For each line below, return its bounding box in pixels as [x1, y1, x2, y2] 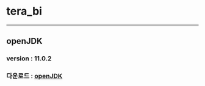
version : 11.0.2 [6, 54, 52, 63]
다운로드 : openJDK [6, 72, 63, 81]
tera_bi [6, 4, 43, 18]
